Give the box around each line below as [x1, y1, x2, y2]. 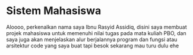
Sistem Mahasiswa [6, 4, 102, 18]
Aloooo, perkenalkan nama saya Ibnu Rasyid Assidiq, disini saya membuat [6, 23, 187, 30]
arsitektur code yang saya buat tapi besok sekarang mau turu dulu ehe [6, 42, 179, 49]
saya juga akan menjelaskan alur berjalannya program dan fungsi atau [6, 36, 178, 43]
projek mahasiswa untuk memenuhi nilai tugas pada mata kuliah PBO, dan [6, 29, 186, 36]
